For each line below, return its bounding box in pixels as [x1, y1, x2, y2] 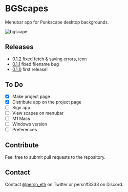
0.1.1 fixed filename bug [12, 61, 59, 67]
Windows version [12, 121, 47, 127]
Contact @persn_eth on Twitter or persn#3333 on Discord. [5, 181, 124, 187]
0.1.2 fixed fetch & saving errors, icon [12, 56, 87, 62]
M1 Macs [12, 116, 30, 121]
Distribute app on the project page [12, 99, 82, 105]
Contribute [5, 141, 39, 149]
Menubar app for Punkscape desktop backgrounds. [5, 19, 109, 25]
